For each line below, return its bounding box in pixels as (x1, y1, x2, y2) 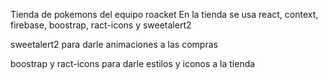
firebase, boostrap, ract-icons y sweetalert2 (10, 19, 192, 31)
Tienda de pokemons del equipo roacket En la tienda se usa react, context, (10, 9, 319, 20)
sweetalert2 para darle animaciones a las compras (10, 39, 218, 50)
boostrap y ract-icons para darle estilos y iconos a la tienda (10, 58, 256, 69)
